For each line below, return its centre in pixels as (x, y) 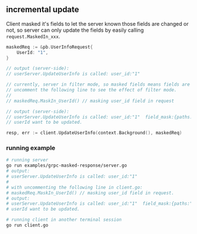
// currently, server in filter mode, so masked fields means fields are (98, 84)
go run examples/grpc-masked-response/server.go (67, 166)
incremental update (43, 10)
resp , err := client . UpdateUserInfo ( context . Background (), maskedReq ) (94, 133)
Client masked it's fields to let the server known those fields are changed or (97, 23)
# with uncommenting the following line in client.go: (74, 187)
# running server (27, 160)
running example (31, 148)
